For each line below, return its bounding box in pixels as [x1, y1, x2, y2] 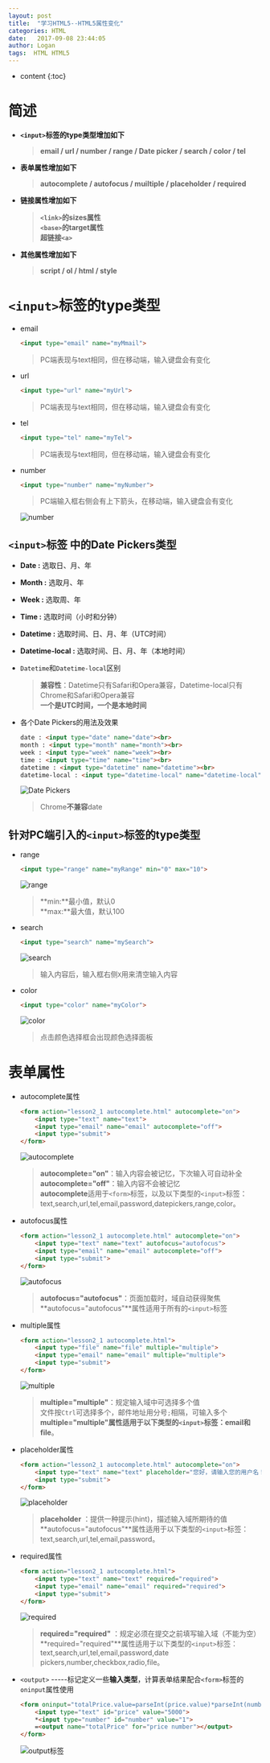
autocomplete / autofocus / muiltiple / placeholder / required [39, 179, 247, 188]
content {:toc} [19, 72, 67, 80]
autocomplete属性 [19, 1091, 80, 1101]
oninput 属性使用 [19, 1684, 74, 1694]
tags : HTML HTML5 [8, 49, 70, 57]
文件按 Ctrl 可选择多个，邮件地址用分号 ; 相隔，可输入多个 [39, 1407, 227, 1417]
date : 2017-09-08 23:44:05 [8, 34, 106, 43]
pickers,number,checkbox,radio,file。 [39, 1657, 165, 1666]
